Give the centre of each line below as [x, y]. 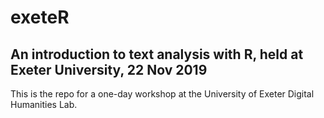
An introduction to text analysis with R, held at [157, 54]
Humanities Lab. [44, 104]
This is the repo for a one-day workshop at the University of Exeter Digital [162, 94]
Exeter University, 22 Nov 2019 [109, 69]
